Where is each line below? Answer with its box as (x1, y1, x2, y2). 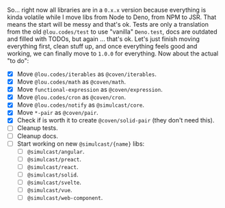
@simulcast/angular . (27, 147, 85, 155)
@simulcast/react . (27, 162, 79, 170)
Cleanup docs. (16, 131, 59, 140)
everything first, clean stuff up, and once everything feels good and (7, 42, 198, 50)
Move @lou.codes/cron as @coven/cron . (16, 93, 127, 101)
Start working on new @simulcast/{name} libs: (16, 140, 145, 148)
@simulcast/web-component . (27, 194, 103, 201)
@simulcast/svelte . (27, 178, 82, 186)
